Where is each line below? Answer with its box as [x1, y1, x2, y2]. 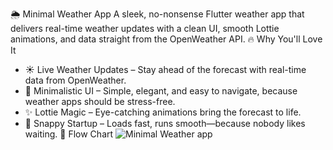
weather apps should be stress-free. [24, 96, 176, 107]
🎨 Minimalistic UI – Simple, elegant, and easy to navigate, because [24, 85, 298, 97]
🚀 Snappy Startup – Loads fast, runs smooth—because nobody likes [24, 118, 306, 129]
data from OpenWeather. [24, 74, 127, 86]
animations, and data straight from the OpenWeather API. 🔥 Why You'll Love [10, 33, 323, 45]
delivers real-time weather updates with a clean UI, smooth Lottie [10, 23, 280, 34]
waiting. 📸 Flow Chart [24, 128, 114, 140]
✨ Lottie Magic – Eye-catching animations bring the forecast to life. [24, 106, 302, 118]
